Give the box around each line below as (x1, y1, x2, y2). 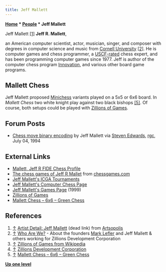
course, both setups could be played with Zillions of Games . (5, 105, 129, 111)
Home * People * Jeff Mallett (5, 21, 66, 27)
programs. (5, 67, 26, 73)
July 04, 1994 (12, 138, 41, 144)
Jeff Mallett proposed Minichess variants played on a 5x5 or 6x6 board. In (5, 94, 157, 100)
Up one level (5, 261, 31, 267)
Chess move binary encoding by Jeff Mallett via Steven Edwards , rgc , (12, 133, 156, 138)
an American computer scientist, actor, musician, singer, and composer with (5, 40, 162, 46)
